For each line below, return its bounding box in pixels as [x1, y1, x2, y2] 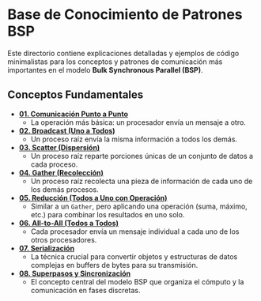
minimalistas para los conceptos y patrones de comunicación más [7, 57, 223, 66]
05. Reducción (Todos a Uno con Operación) [18, 193, 168, 202]
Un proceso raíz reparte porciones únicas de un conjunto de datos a [30, 151, 254, 160]
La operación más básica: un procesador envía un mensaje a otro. [30, 117, 246, 127]
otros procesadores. [30, 235, 97, 244]
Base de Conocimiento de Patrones [7, 6, 243, 24]
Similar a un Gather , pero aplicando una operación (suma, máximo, [30, 201, 248, 211]
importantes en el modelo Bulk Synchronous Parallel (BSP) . [7, 65, 203, 74]
